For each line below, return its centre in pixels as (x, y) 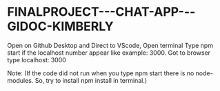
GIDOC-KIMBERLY (60, 26)
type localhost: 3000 (37, 60)
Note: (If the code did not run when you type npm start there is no (101, 73)
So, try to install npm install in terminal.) (91, 80)
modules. (20, 80)
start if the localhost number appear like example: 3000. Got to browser (109, 53)
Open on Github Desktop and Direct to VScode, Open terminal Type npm (110, 45)
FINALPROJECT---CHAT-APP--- (101, 12)
